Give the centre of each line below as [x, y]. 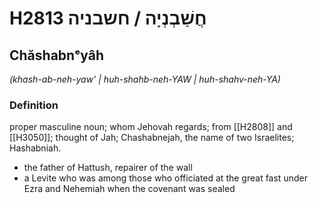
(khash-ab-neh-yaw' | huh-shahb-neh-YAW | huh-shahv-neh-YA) [145, 79]
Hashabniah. [35, 148]
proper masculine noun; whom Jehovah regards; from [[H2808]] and [151, 127]
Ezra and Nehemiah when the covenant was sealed [129, 189]
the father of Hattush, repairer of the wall [108, 168]
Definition [34, 105]
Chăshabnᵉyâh [56, 55]
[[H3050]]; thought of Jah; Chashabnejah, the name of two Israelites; [152, 138]
